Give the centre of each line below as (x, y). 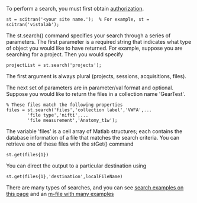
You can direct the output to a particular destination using (76, 166)
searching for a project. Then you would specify (64, 54)
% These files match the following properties (64, 105)
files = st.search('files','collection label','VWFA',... (79, 110)
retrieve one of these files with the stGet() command (70, 144)
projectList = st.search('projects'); (54, 65)
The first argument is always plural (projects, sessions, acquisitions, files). (96, 76)
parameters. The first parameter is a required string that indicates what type (99, 42)
